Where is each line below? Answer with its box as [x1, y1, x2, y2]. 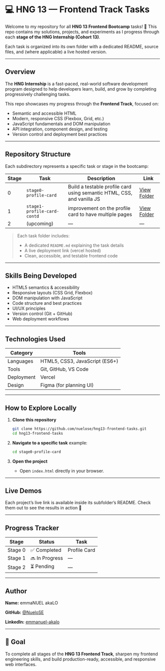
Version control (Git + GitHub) [12, 311, 73, 317]
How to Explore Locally [5, 404, 77, 412]
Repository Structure [5, 150, 71, 159]
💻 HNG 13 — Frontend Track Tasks [5, 4, 150, 15]
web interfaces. [5, 661, 37, 667]
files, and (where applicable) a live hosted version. [5, 49, 107, 55]
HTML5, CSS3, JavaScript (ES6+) [40, 358, 119, 365]
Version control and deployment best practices [12, 131, 107, 137]
